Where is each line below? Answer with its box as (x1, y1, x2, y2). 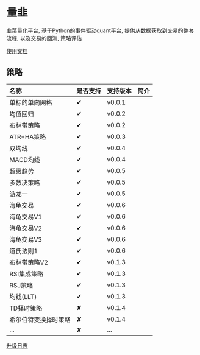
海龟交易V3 (9, 235, 43, 244)
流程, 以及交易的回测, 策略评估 (6, 34, 82, 41)
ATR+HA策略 (9, 132, 46, 141)
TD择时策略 (9, 304, 43, 312)
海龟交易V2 (9, 223, 43, 232)
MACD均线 (9, 155, 41, 164)
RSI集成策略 (9, 269, 44, 278)
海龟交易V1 (9, 213, 43, 221)
